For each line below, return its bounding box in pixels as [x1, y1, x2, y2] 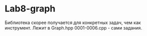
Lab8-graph [5, 3, 56, 14]
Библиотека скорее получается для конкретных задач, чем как [5, 19, 141, 25]
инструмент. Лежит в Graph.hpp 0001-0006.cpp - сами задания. [5, 24, 142, 30]
